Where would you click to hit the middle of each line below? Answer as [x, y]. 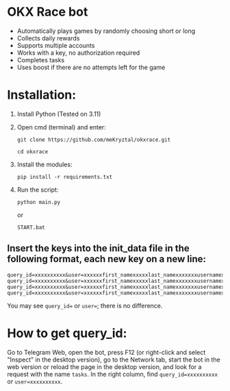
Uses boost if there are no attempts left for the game [91, 67]
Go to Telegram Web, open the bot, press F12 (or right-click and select [106, 352]
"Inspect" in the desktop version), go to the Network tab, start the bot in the [114, 360]
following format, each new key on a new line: [107, 259]
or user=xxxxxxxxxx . [35, 381]
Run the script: [38, 190]
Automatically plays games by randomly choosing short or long [106, 31]
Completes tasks [41, 60]
